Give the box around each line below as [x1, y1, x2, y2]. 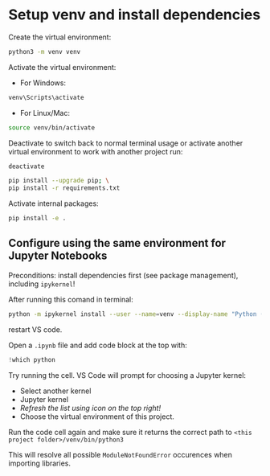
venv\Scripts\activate [8, 93, 84, 101]
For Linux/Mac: [19, 108, 71, 117]
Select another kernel [19, 386, 92, 396]
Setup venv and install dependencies [8, 6, 261, 24]
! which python [8, 355, 56, 363]
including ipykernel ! [8, 279, 76, 289]
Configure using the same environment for [8, 236, 227, 250]
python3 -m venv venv [8, 47, 81, 55]
